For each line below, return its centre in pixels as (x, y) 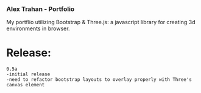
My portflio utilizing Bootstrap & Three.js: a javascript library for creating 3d (101, 22)
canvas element (26, 85)
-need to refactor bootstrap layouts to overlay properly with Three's (99, 80)
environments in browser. (38, 28)
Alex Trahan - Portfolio (41, 9)
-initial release (28, 74)
